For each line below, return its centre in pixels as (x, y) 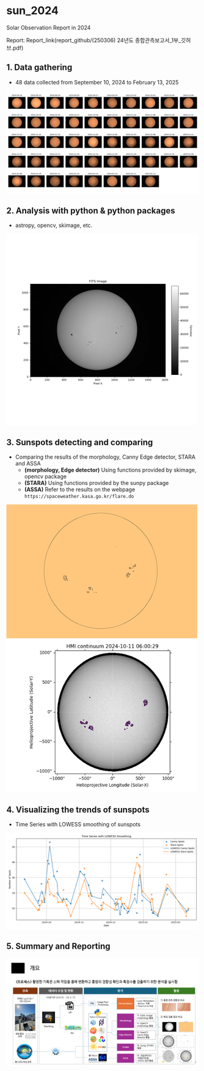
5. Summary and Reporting (59, 947)
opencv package (46, 476)
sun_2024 (33, 11)
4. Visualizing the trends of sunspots (78, 810)
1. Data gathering (39, 68)
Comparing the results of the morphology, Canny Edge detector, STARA (105, 457)
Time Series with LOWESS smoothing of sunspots (78, 824)
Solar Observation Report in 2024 (49, 28)
